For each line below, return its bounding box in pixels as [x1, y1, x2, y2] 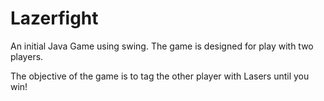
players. [10, 50, 44, 62]
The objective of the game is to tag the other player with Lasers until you [10, 70, 310, 82]
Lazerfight [10, 7, 99, 30]
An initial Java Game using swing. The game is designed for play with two [10, 40, 314, 52]
